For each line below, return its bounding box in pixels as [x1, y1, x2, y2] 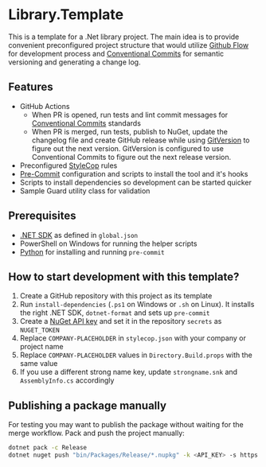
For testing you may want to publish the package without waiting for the [8, 420, 244, 430]
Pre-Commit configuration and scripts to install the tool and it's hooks [19, 169, 248, 178]
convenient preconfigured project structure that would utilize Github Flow [8, 40, 249, 49]
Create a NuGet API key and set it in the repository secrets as [19, 317, 222, 326]
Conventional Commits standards [31, 118, 142, 128]
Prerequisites [8, 209, 76, 223]
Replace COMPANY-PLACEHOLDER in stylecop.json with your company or [19, 333, 247, 343]
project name [19, 342, 64, 352]
